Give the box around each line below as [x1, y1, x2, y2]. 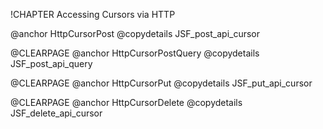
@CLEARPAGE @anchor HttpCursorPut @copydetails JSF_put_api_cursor [10, 77, 313, 89]
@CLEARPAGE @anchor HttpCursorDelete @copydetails [10, 97, 243, 108]
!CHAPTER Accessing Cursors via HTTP [10, 9, 176, 20]
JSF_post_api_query [10, 58, 93, 69]
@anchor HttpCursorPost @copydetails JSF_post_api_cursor [10, 28, 261, 39]
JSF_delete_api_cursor [10, 107, 103, 119]
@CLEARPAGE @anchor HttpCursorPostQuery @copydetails [10, 47, 260, 59]
